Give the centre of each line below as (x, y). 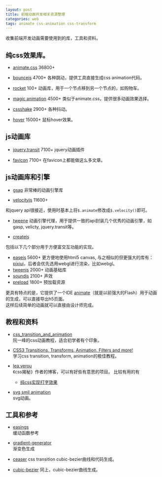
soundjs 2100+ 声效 (33, 276)
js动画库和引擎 (28, 177)
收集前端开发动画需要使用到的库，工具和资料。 (53, 38)
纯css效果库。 (27, 55)
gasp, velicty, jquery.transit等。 (45, 227)
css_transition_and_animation (43, 334)
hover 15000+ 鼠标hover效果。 (44, 120)
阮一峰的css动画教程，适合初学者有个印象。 (57, 340)
